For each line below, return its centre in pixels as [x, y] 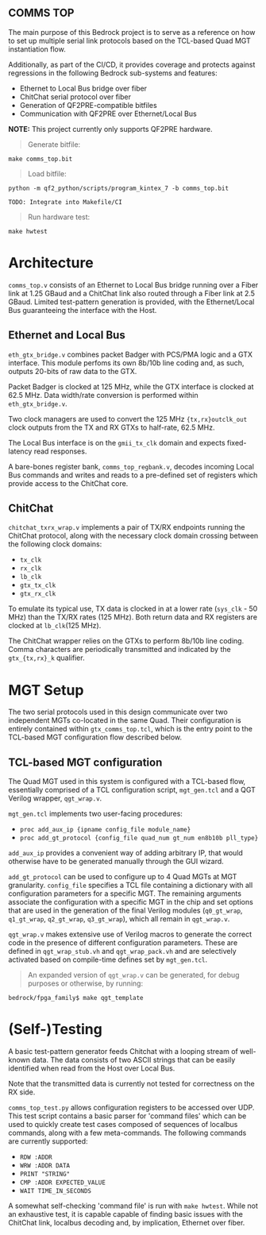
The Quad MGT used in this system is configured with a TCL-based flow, [127, 782]
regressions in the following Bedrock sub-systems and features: [113, 73]
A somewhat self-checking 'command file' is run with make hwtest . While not [133, 1206]
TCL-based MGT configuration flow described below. [95, 737]
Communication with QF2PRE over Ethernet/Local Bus [108, 114]
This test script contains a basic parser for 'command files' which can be [127, 1116]
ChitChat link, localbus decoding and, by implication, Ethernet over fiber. [127, 1223]
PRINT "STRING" [45, 1175]
